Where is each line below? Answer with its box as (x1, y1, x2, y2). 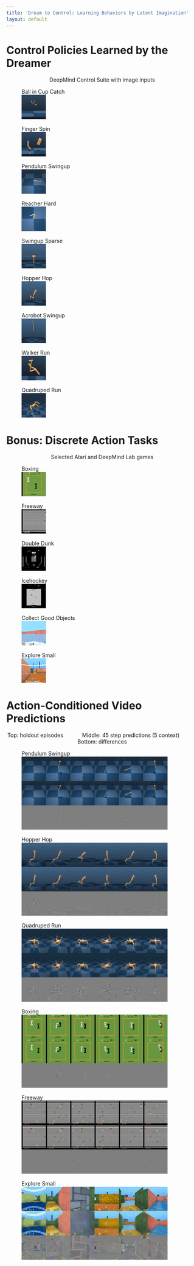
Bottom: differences (77, 738, 127, 745)
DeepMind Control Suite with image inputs (49, 76, 155, 83)
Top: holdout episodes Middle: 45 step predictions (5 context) (7, 731, 180, 739)
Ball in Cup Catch (21, 88, 65, 96)
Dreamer (6, 56, 52, 70)
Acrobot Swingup (21, 312, 66, 319)
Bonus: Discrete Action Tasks (6, 433, 159, 447)
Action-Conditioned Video (6, 698, 142, 712)
